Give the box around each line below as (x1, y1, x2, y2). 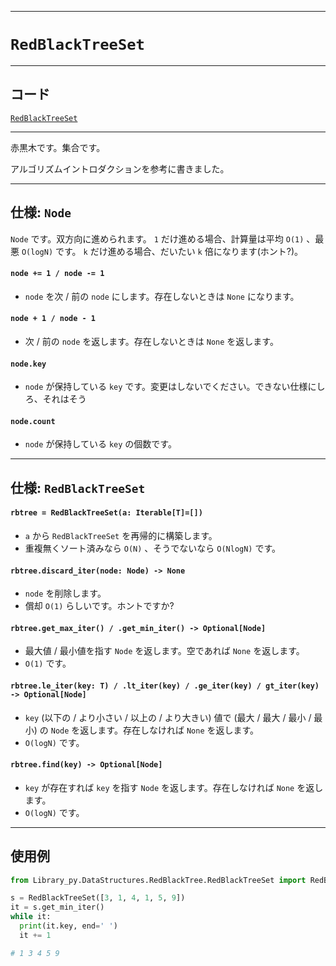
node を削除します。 (24, 587, 107, 600)
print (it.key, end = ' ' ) (19, 921, 118, 931)
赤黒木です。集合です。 (10, 141, 106, 153)
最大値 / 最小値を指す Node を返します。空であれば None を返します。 (24, 645, 305, 657)
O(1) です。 (24, 657, 72, 670)
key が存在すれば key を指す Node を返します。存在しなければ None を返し (24, 781, 324, 793)
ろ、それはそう (24, 393, 87, 405)
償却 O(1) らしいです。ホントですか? (24, 600, 175, 612)
